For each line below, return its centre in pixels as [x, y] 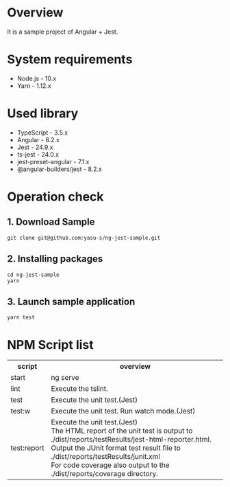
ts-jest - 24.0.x [38, 154]
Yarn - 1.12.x [34, 86]
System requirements [70, 59]
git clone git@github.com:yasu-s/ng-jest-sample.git [84, 238]
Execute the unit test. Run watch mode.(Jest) [123, 411]
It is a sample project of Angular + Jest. [63, 32]
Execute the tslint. [79, 389]
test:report [27, 448]
